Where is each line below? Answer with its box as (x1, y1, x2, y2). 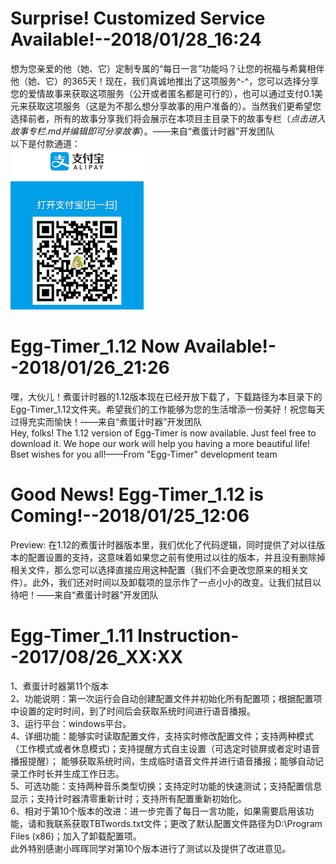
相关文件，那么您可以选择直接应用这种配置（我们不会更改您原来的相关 (10, 563, 300, 576)
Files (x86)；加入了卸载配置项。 (10, 830, 142, 842)
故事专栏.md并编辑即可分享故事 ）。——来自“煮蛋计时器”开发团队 (10, 125, 275, 137)
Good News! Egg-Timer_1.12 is (10, 483, 264, 506)
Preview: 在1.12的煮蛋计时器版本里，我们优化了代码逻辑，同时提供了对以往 (10, 538, 317, 551)
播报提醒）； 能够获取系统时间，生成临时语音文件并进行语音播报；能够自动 (10, 755, 315, 767)
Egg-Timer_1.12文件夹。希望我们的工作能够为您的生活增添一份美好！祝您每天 (10, 403, 325, 415)
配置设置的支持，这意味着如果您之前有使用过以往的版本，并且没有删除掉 (27, 551, 326, 563)
